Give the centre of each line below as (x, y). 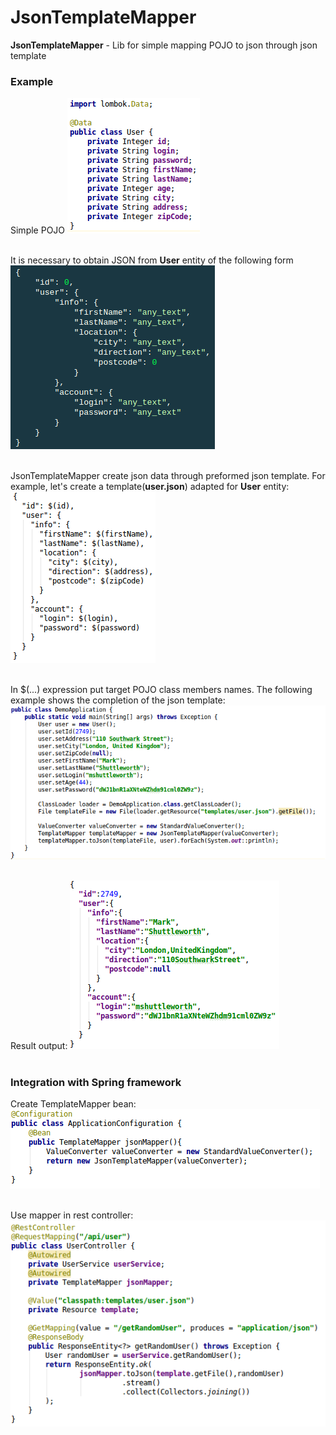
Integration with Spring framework (96, 1082)
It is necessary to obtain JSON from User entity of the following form (152, 260)
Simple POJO (38, 230)
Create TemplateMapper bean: (73, 1103)
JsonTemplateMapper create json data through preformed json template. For (168, 476)
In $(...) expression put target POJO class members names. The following (161, 690)
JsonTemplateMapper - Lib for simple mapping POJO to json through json (164, 45)
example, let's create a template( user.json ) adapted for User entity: (150, 487)
